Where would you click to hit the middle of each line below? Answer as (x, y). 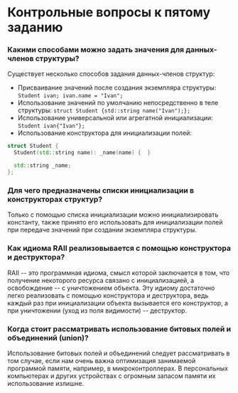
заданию (35, 27)
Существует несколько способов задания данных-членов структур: (111, 74)
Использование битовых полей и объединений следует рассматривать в (119, 353)
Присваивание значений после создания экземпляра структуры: (117, 88)
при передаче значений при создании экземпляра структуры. (102, 230)
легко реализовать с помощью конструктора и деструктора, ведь (108, 295)
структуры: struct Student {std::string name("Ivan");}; (104, 110)
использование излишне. (45, 383)
